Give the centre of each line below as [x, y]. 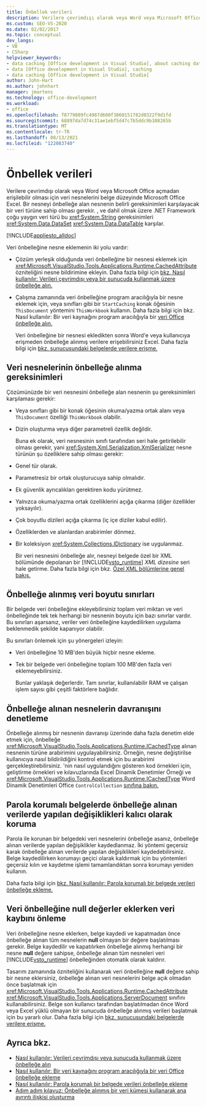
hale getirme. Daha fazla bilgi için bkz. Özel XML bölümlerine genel [100, 568]
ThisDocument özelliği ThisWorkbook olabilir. [68, 417]
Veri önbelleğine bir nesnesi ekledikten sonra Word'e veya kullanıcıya [103, 335]
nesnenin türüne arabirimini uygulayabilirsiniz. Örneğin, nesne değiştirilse [99, 753]
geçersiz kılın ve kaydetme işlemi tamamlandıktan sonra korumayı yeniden [100, 864]
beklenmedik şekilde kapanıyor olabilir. [55, 629]
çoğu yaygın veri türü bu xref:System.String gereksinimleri [80, 217]
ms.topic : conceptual [34, 35]
